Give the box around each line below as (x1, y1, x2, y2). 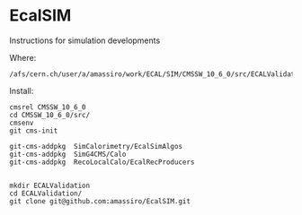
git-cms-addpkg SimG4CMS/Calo (9, 150, 127, 159)
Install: (9, 85, 34, 96)
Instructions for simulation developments (9, 35, 161, 46)
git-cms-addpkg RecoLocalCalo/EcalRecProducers (9, 158, 195, 167)
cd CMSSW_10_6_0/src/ (9, 110, 91, 119)
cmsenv (9, 118, 34, 127)
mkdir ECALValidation (9, 181, 91, 190)
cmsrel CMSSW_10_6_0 (9, 102, 87, 112)
